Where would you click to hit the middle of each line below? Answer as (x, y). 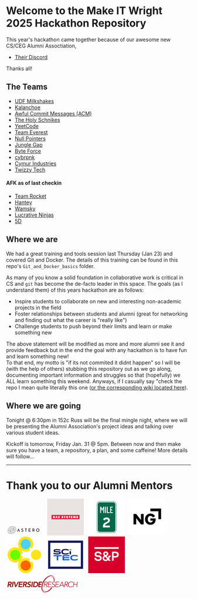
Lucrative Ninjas (34, 215)
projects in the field (38, 307)
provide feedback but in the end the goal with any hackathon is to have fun (97, 350)
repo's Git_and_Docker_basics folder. (50, 266)
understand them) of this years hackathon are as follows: (75, 290)
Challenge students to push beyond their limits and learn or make (93, 326)
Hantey (23, 202)
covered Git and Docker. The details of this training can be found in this (92, 260)
